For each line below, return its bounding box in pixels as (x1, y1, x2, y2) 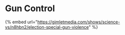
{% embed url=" (5, 19, 38, 25)
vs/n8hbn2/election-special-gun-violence (5, 24, 89, 30)
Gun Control (5, 3, 55, 14)
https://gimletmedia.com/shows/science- (37, 19, 120, 25)
